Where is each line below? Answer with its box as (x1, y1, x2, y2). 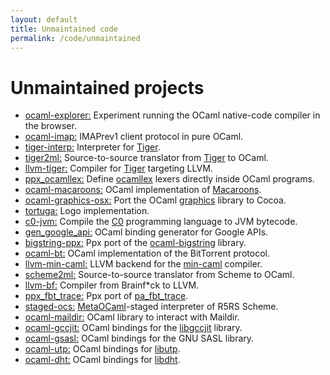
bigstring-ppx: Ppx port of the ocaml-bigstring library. (24, 237, 247, 249)
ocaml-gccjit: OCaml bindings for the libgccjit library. (24, 322, 243, 334)
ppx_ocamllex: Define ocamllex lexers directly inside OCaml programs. (24, 173, 315, 185)
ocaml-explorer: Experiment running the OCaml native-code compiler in (24, 109, 321, 121)
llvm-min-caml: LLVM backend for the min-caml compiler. (24, 258, 263, 270)
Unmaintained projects (10, 76, 205, 99)
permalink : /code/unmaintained (10, 33, 141, 43)
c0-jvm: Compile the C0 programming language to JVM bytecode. (24, 216, 298, 228)
